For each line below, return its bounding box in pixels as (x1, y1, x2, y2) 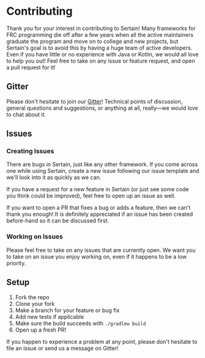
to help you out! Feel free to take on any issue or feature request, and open (6, 57, 195, 64)
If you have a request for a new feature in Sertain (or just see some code (6, 186, 189, 193)
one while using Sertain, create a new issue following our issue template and (6, 167, 199, 175)
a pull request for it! (6, 63, 56, 71)
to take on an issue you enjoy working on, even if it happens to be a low (6, 253, 187, 260)
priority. (6, 259, 26, 267)
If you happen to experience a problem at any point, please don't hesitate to (6, 338, 198, 345)
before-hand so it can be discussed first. (6, 217, 109, 224)
